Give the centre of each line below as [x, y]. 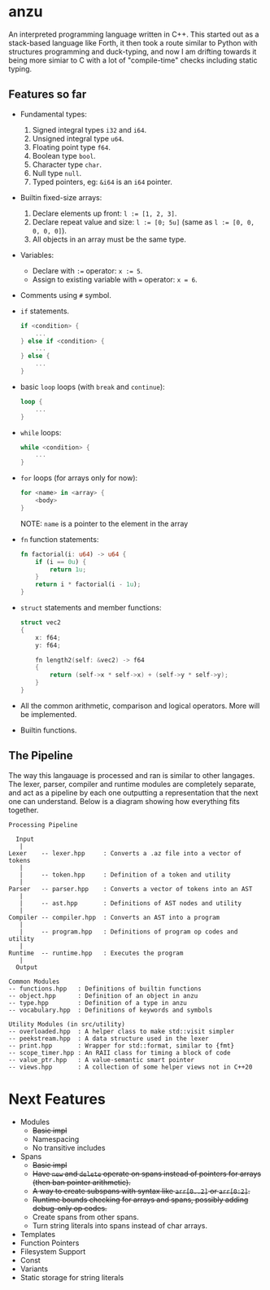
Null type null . [57, 173]
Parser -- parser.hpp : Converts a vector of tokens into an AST [131, 889]
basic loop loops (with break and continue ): [92, 387]
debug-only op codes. [70, 1208]
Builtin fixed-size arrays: [61, 197]
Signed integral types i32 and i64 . [89, 129]
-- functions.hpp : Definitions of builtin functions [105, 988]
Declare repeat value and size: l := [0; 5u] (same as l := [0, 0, [143, 221]
